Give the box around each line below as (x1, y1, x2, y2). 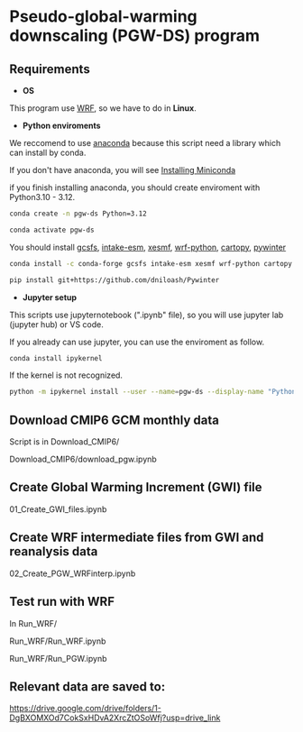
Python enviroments (22, 120, 101, 131)
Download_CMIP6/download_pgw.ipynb (9, 453, 158, 465)
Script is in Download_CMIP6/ (9, 436, 120, 447)
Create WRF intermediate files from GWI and (9, 530, 264, 545)
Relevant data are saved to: (9, 679, 166, 694)
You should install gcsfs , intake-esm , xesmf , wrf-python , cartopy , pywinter (9, 242, 287, 252)
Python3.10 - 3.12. (9, 192, 75, 202)
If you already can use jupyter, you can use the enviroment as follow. (9, 336, 264, 347)
